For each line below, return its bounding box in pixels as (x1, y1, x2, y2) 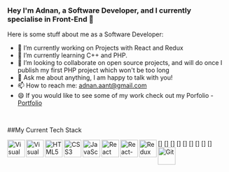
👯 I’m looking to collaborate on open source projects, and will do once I (17, 59, 223, 67)
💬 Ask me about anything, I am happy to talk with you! (17, 73, 173, 82)
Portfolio (17, 99, 43, 107)
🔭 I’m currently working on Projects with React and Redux (17, 44, 183, 52)
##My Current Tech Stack (7, 126, 82, 134)
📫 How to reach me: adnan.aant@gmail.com (17, 81, 147, 89)
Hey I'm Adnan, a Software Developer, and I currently (7, 6, 191, 15)
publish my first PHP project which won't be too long (17, 66, 169, 75)
